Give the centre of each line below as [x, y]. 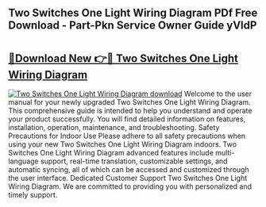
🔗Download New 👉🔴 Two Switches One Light [123, 58]
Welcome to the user [218, 94]
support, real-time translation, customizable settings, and [134, 161]
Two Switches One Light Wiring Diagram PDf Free [133, 13]
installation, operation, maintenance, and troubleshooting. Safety [114, 127]
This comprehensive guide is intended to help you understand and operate [130, 111]
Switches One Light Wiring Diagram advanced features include [111, 153]
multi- [225, 153]
